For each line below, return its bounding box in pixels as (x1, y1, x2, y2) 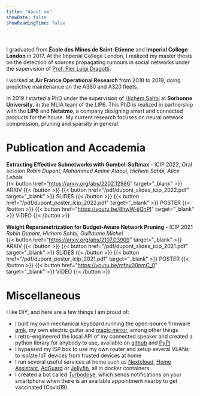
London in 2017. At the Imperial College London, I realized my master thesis (6, 52, 193, 59)
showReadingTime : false (6, 20, 66, 26)
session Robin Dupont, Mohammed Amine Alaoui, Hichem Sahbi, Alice (6, 167, 180, 174)
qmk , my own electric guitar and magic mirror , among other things (14, 327, 178, 334)
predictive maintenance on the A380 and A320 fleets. (6, 83, 139, 90)
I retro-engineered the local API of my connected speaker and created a (14, 333, 193, 340)
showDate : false (6, 14, 47, 20)
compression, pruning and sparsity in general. (6, 120, 120, 127)
